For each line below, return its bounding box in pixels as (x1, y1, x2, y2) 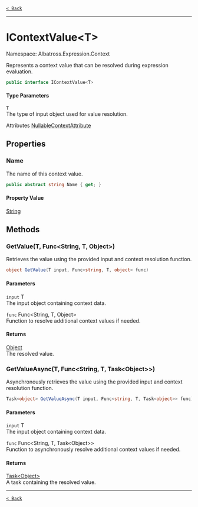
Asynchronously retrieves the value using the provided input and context (6, 378, 183, 385)
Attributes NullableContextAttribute (6, 122, 91, 129)
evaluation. (6, 68, 33, 75)
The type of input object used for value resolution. (6, 110, 128, 118)
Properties (6, 139, 46, 149)
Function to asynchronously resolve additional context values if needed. (6, 446, 181, 453)
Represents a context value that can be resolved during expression (6, 61, 169, 69)
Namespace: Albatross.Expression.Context (6, 50, 110, 57)
